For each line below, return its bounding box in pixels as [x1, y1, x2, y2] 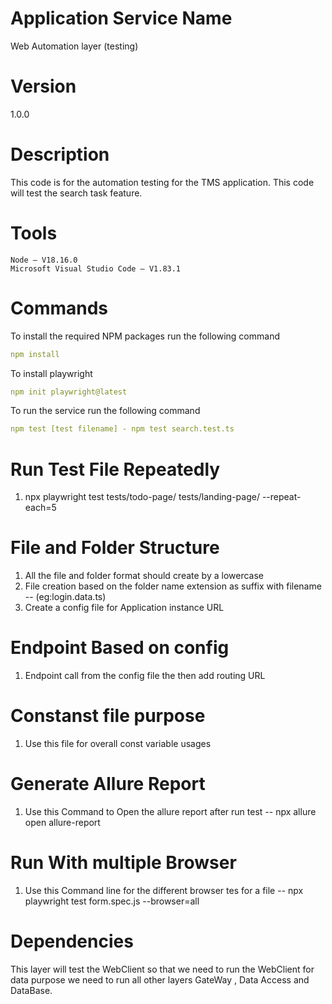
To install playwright [10, 367, 93, 379]
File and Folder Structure [10, 537, 220, 559]
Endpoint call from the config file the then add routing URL [24, 670, 266, 682]
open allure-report [24, 817, 101, 828]
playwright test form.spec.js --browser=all [24, 895, 200, 907]
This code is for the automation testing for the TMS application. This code [10, 176, 315, 188]
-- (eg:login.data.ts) [24, 591, 107, 603]
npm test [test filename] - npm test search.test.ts [10, 424, 235, 434]
